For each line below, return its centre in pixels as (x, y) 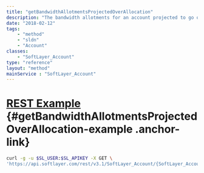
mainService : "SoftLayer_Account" (51, 74)
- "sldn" (28, 40)
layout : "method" (28, 68)
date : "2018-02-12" (31, 23)
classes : (17, 51)
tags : (13, 29)
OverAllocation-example (70, 129)
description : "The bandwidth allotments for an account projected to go (100, 18)
